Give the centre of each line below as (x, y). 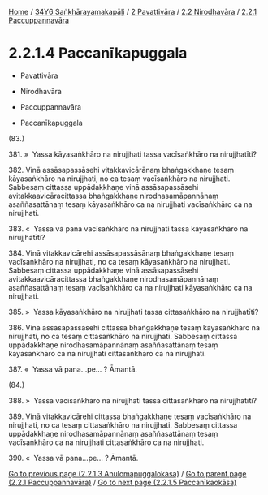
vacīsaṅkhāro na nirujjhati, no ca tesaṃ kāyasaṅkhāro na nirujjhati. (119, 261)
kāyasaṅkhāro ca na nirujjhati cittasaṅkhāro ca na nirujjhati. (108, 353)
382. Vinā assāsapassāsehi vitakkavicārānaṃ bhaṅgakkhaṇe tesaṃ (121, 170)
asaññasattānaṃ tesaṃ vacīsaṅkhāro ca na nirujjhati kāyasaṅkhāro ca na (130, 287)
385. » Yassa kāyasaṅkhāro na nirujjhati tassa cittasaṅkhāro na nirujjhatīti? (134, 312)
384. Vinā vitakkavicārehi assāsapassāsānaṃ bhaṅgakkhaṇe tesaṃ (121, 253)
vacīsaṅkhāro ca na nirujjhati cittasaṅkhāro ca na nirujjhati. (106, 442)
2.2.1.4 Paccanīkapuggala (98, 53)
